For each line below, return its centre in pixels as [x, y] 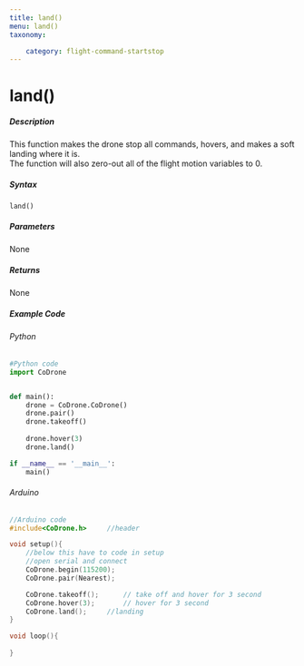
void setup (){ [36, 544]
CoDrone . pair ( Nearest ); [71, 578]
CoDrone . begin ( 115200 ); [71, 570]
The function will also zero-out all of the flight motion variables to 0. [136, 163]
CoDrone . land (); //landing [85, 612]
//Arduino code [38, 519]
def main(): [32, 397]
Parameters [32, 226]
